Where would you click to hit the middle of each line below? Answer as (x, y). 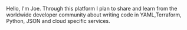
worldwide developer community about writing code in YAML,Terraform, (94, 15)
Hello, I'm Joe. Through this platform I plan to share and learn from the (92, 9)
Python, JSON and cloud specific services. (58, 21)
